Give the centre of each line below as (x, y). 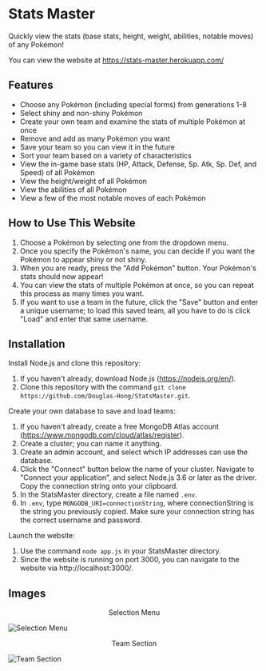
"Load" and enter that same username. (84, 319)
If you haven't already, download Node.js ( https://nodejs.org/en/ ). (128, 379)
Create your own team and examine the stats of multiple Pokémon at (133, 122)
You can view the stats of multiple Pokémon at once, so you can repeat (137, 285)
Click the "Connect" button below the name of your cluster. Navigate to (137, 469)
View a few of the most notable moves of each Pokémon (113, 198)
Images (27, 593)
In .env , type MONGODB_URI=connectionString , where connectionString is (137, 503)
